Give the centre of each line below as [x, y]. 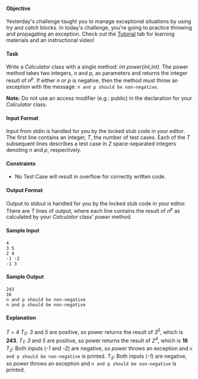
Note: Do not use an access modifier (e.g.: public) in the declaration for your [99, 98]
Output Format [25, 190]
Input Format [22, 118]
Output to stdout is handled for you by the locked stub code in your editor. [96, 203]
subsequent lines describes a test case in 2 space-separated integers [91, 144]
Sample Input [23, 230]
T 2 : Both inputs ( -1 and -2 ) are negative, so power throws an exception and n [99, 349]
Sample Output [25, 277]
